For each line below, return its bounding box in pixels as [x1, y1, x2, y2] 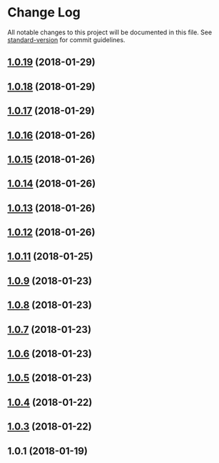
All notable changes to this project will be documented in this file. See [7, 28, 213, 36]
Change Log [7, 4, 81, 21]
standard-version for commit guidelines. [7, 35, 126, 44]
